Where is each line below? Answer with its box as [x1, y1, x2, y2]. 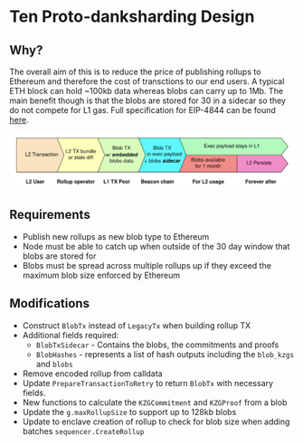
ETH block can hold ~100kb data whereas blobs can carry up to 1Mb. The [9, 86, 283, 96]
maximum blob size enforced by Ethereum [22, 270, 181, 280]
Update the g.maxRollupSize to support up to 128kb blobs [22, 406, 237, 417]
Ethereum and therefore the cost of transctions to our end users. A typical [9, 76, 285, 87]
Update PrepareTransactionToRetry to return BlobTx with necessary [22, 377, 274, 388]
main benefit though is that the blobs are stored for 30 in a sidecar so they [9, 95, 287, 106]
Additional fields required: [22, 329, 119, 340]
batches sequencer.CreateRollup [22, 425, 145, 436]
